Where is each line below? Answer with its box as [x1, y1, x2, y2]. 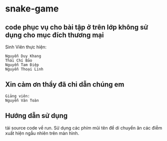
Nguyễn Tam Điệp [5, 62, 39, 67]
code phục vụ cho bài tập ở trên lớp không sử [5, 23, 148, 31]
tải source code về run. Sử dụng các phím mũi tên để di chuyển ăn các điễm [5, 124, 162, 130]
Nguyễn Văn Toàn [5, 98, 39, 103]
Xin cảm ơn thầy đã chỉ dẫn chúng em [5, 80, 124, 89]
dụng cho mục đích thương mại [5, 30, 104, 39]
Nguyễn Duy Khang [5, 53, 41, 58]
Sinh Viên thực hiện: [5, 44, 46, 50]
